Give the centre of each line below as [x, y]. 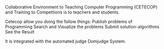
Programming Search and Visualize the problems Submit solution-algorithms [82, 27]
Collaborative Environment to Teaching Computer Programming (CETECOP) [81, 7]
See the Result [20, 32]
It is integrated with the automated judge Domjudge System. [66, 41]
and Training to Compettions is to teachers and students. [62, 12]
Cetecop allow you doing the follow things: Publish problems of [69, 22]
